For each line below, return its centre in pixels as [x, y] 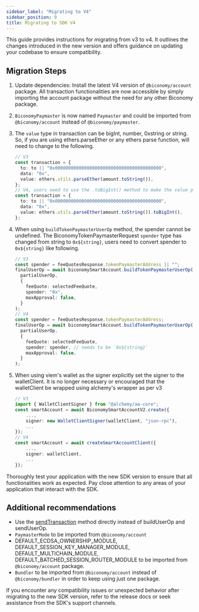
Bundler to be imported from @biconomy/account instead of [86, 572]
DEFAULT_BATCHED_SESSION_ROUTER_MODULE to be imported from [101, 560]
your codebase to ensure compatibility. [54, 52]
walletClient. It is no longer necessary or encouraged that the [90, 381]
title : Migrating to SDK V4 [41, 23]
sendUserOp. [31, 528]
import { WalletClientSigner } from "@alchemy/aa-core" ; [87, 405]
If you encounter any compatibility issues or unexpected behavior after [93, 590]
